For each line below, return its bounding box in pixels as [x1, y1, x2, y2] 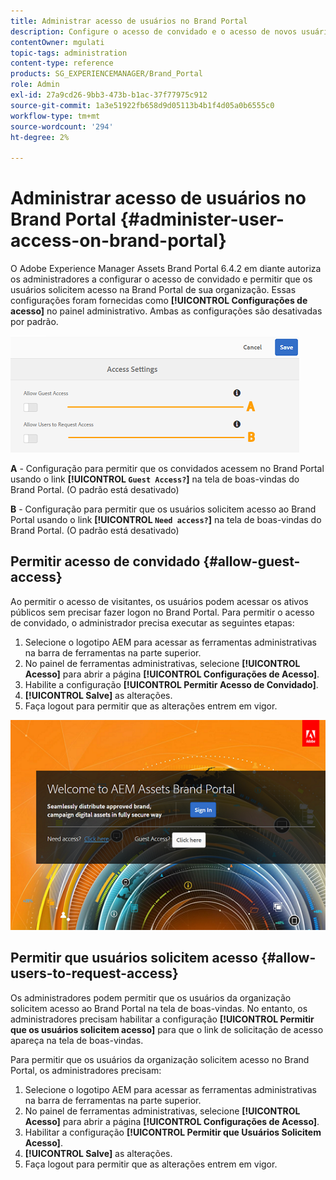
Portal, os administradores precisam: [10, 1064, 162, 1076]
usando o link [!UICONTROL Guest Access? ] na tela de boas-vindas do [10, 473, 300, 485]
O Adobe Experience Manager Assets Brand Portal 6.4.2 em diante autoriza [10, 263, 322, 275]
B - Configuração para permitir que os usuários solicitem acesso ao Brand [10, 503, 317, 515]
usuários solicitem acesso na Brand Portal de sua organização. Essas [10, 284, 297, 296]
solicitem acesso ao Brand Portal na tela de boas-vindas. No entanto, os [10, 1002, 308, 1014]
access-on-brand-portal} [10, 230, 227, 252]
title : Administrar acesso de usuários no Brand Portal [10, 16, 248, 26]
